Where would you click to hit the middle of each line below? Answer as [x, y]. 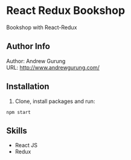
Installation [28, 86]
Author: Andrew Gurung [36, 61]
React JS [26, 145]
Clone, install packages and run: [55, 101]
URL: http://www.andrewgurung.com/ [53, 67]
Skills [17, 131]
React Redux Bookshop [66, 11]
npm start [19, 112]
